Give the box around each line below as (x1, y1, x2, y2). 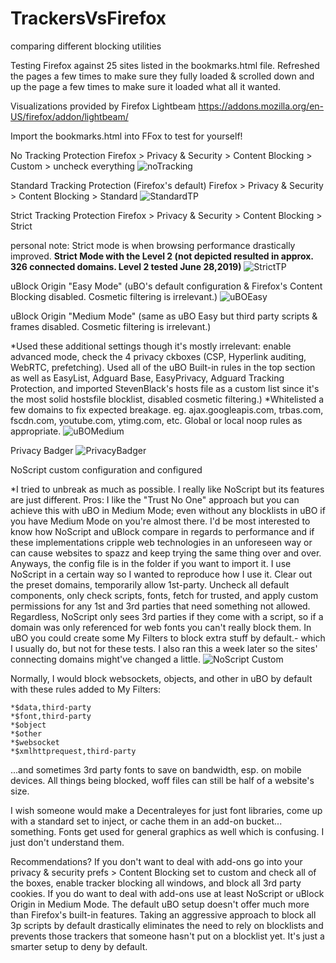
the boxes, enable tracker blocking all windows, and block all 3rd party (10, 877, 302, 889)
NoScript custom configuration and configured (10, 463, 203, 476)
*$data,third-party (10, 702, 92, 712)
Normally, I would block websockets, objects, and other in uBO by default (10, 672, 313, 684)
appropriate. (10, 425, 62, 437)
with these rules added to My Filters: (10, 683, 162, 695)
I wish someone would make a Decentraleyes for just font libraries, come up (10, 804, 323, 816)
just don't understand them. (10, 836, 125, 848)
